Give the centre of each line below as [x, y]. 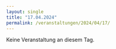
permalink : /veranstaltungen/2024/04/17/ [58, 23]
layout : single [25, 12]
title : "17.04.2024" [32, 17]
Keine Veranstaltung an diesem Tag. [50, 40]
